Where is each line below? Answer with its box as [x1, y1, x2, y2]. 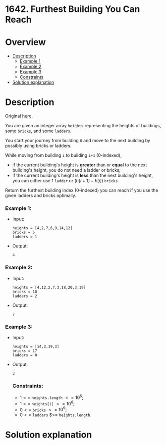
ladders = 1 [12, 234, 37, 240]
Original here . [5, 113, 33, 119]
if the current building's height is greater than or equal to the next [12, 162, 147, 168]
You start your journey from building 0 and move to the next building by [5, 138, 150, 144]
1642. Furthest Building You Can [5, 3, 140, 15]
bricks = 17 [12, 348, 37, 353]
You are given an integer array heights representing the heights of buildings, [5, 123, 161, 129]
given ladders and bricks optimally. [5, 193, 77, 198]
